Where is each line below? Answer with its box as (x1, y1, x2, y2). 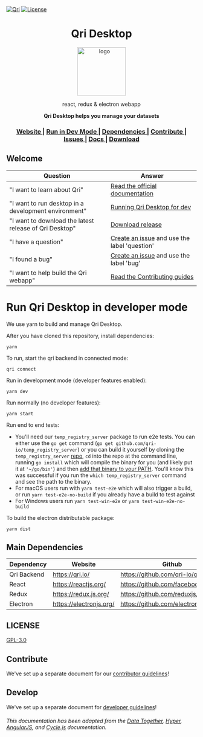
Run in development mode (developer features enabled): (6, 377, 147, 384)
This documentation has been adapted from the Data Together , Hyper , (6, 717, 182, 725)
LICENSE (6, 620, 40, 631)
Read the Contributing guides (111, 272, 194, 281)
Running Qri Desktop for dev (111, 203, 192, 211)
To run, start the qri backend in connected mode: (6, 354, 129, 362)
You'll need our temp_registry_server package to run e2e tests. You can (14, 433, 195, 440)
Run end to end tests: (6, 421, 60, 429)
